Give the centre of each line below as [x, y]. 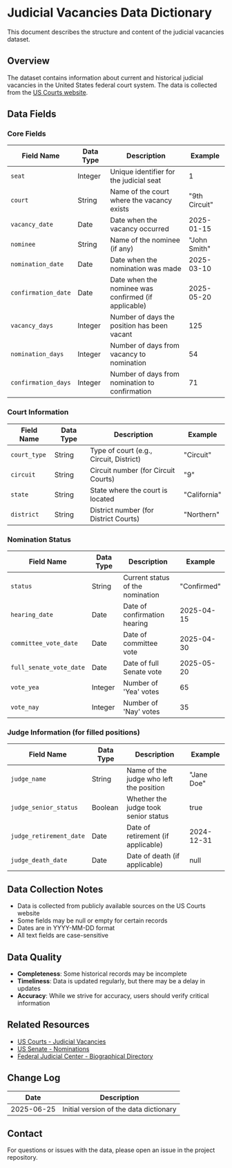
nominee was [132, 288]
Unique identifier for [143, 172]
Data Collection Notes [55, 889]
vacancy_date [32, 225]
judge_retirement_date [48, 836]
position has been [139, 326]
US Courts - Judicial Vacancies [61, 1041]
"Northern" [202, 515]
